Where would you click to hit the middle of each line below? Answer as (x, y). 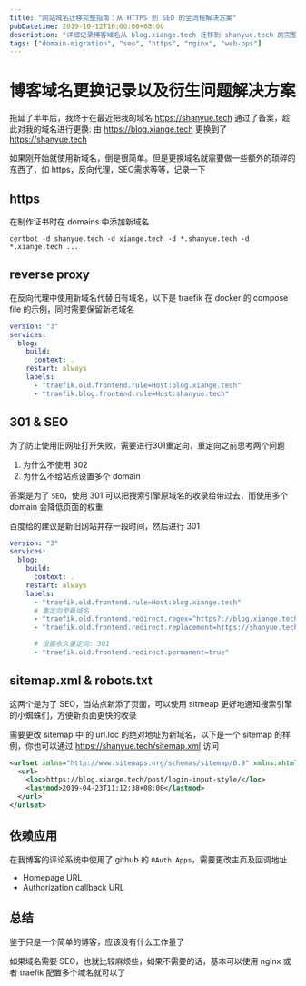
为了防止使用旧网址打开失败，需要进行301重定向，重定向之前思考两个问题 (148, 445)
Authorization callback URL (74, 887)
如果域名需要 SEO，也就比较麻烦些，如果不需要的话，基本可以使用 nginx (145, 961)
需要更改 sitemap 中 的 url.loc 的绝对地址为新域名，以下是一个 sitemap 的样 (150, 734)
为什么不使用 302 (55, 464)
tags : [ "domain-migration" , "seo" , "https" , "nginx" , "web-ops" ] (136, 43)
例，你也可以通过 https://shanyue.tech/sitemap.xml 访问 (114, 745)
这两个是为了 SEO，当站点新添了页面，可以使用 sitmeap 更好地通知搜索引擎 (151, 703)
